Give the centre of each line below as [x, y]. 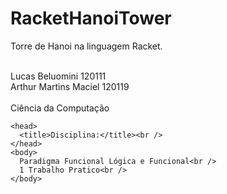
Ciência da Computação [60, 108]
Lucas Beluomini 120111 [58, 76]
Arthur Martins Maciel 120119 [70, 86]
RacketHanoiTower [91, 18]
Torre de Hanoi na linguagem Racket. [86, 46]
